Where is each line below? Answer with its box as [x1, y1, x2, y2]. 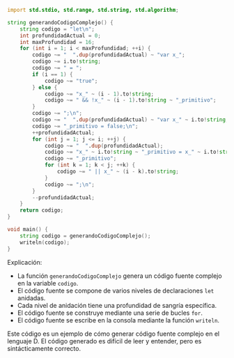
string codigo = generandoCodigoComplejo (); [19, 232, 151, 240]
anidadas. [17, 293, 46, 302]
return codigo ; [19, 207, 64, 214]
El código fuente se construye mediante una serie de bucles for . [17, 309, 203, 317]
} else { [32, 84, 58, 91]
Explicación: [7, 258, 42, 266]
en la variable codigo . [17, 279, 79, 287]
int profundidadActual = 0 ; [19, 32, 101, 39]
